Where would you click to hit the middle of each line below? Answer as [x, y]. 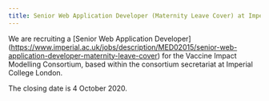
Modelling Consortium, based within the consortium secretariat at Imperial [131, 64]
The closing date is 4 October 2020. [68, 88]
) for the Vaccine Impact [197, 55]
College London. [36, 72]
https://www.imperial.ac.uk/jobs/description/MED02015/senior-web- [124, 47]
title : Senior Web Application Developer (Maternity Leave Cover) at [127, 16]
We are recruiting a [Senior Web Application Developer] [100, 38]
